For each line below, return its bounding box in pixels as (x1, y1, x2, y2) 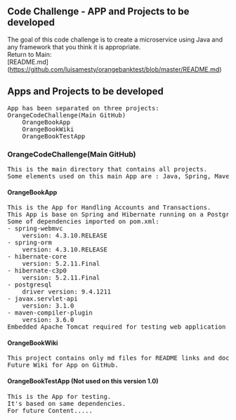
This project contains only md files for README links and (7, 354, 216, 362)
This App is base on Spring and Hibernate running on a (7, 211, 204, 218)
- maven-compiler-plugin (7, 309, 93, 317)
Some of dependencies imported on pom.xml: (7, 218, 159, 225)
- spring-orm (7, 239, 53, 247)
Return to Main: (7, 50, 52, 58)
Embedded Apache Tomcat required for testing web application (7, 323, 226, 331)
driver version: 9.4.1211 (22, 288, 112, 296)
